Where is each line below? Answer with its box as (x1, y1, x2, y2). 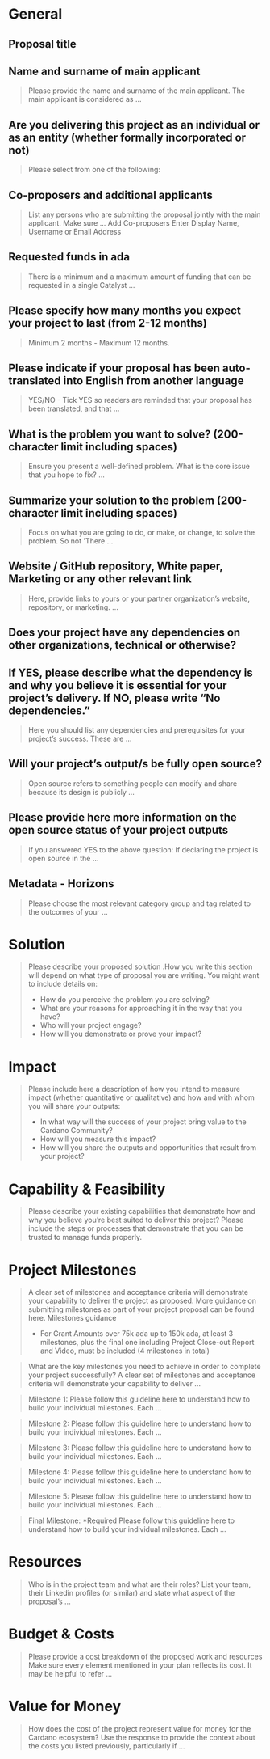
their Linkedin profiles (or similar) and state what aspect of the (27, 1588, 235, 1598)
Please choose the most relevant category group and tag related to (27, 899, 251, 908)
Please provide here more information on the (8, 810, 238, 825)
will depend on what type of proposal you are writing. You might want (27, 970, 260, 980)
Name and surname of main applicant (8, 64, 201, 78)
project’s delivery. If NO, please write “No (8, 691, 221, 704)
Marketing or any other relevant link (8, 572, 192, 586)
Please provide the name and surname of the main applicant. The (27, 86, 246, 95)
